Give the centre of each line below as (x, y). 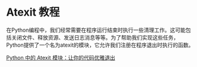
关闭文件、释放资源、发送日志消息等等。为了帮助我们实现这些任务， (95, 37)
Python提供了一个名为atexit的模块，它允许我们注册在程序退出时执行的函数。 (100, 45)
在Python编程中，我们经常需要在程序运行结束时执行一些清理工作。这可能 (96, 30)
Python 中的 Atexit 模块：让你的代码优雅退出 (61, 57)
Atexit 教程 (33, 12)
